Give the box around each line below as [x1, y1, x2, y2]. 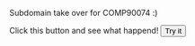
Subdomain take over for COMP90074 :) [9, 8, 158, 18]
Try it [164, 27, 182, 35]
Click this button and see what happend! [9, 26, 159, 35]
